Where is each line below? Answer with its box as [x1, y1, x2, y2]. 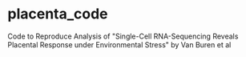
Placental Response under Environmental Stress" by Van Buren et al [7, 39, 232, 49]
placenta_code [7, 5, 109, 23]
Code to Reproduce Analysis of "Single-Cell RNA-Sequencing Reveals [7, 31, 239, 41]
